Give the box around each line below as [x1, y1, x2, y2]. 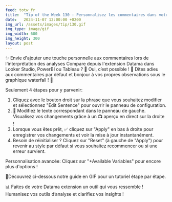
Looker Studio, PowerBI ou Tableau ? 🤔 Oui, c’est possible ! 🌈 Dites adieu [5, 66, 159, 72]
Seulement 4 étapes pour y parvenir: [5, 86, 83, 93]
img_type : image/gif [5, 27, 50, 32]
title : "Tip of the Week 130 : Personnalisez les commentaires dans [5, 12, 157, 17]
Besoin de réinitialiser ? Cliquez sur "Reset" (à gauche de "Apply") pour [12, 137, 163, 143]
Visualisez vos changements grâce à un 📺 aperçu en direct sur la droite [12, 113, 165, 119]
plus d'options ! [5, 163, 38, 169]
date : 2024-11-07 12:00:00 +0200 [5, 17, 81, 22]
